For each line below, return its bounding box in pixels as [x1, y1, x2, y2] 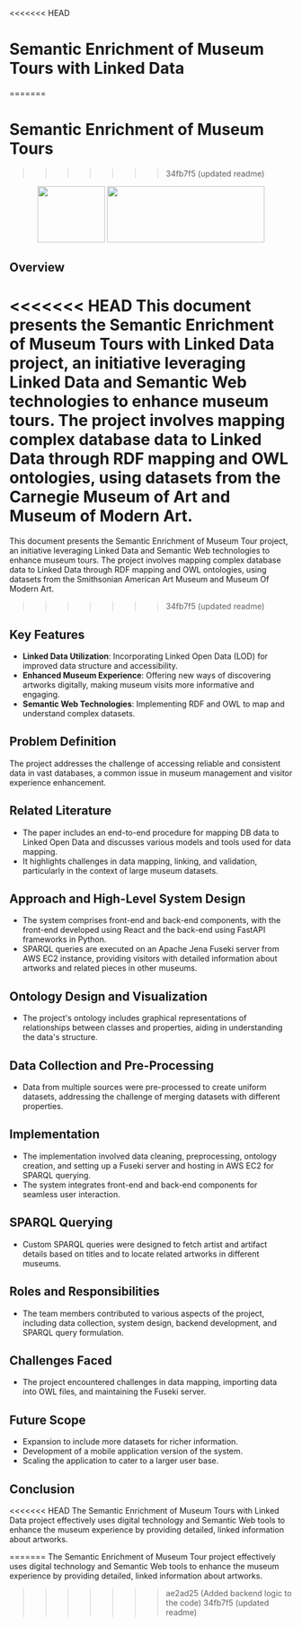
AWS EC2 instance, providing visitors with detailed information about [22, 953, 278, 964]
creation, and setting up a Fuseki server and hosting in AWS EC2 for [22, 1160, 274, 1171]
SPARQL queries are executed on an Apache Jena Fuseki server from [22, 944, 280, 955]
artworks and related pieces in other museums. [22, 963, 198, 973]
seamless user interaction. [22, 1188, 120, 1199]
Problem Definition [9, 734, 117, 750]
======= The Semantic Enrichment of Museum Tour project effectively [9, 1550, 276, 1562]
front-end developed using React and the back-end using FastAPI [22, 925, 266, 936]
